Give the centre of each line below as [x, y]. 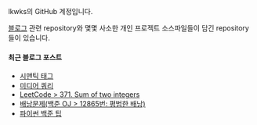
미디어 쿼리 [36, 86]
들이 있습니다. [29, 38]
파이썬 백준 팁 [40, 114]
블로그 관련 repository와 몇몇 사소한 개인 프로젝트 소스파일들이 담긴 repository [128, 28]
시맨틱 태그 [36, 76]
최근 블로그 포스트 [35, 57]
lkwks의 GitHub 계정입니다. [51, 11]
